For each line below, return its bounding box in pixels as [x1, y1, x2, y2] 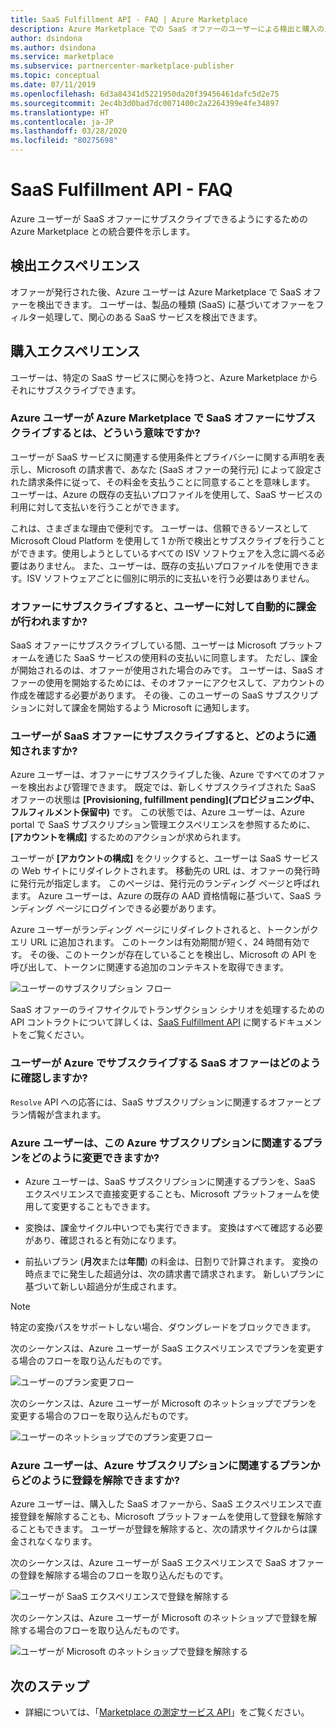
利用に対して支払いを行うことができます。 [10, 501, 185, 513]
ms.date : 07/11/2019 [10, 80, 97, 90]
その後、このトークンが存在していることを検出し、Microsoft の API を [29, 949, 318, 961]
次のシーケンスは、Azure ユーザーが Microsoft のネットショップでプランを [10, 1397, 318, 1410]
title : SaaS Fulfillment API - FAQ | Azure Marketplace [10, 14, 248, 25]
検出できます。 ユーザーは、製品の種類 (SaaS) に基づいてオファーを [36, 298, 316, 310]
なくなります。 [36, 1536, 98, 1548]
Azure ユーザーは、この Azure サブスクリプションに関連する [10, 1136, 303, 1150]
